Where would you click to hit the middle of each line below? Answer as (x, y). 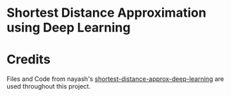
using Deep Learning (69, 28)
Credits (29, 60)
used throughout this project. (49, 87)
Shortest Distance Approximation (107, 13)
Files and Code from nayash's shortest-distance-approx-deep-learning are (115, 79)
